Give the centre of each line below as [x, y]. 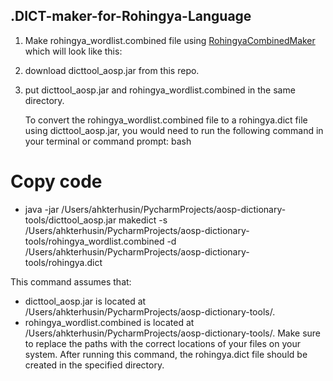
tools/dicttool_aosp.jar [70, 220]
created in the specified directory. [94, 365]
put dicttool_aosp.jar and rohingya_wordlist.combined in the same [160, 90]
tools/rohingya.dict [63, 262]
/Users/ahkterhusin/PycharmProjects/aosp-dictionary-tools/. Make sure [172, 333]
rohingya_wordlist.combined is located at [109, 322]
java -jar [42, 209]
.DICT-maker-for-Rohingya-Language [131, 16]
